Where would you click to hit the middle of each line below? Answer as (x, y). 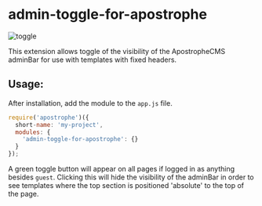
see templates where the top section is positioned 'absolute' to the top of (126, 185)
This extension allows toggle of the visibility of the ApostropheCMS (117, 51)
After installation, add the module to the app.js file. (90, 103)
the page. (24, 194)
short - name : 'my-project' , (59, 125)
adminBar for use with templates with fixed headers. (93, 60)
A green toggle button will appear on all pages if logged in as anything (122, 169)
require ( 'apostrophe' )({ (49, 117)
